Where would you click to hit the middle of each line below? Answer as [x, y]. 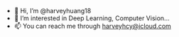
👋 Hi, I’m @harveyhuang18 [53, 11]
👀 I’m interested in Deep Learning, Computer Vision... [92, 18]
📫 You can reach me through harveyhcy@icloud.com [93, 26]
